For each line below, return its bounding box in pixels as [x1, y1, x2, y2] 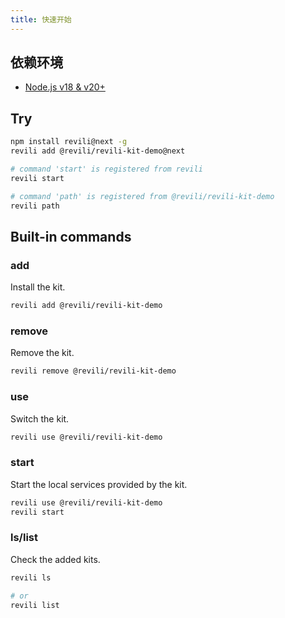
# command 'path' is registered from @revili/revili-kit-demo [10, 191, 275, 201]
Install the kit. [10, 281, 66, 293]
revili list [10, 600, 60, 610]
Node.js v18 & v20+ [24, 81, 106, 93]
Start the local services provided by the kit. [10, 478, 188, 490]
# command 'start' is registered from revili [10, 164, 203, 174]
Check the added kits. [10, 553, 101, 565]
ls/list [10, 531, 38, 545]
